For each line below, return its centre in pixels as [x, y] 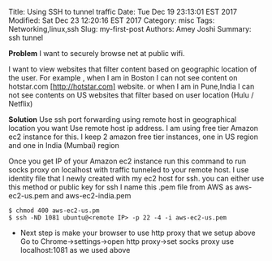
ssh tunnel [26, 37]
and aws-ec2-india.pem [91, 196]
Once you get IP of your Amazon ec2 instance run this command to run [127, 161]
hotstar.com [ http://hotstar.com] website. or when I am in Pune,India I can [132, 86]
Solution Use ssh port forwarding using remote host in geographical [123, 120]
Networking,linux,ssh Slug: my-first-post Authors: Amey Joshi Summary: [130, 29]
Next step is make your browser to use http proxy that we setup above [138, 233]
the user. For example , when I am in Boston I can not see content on [123, 78]
